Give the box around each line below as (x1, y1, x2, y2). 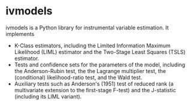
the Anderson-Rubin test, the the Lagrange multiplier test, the (14, 67, 166, 74)
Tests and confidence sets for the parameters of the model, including (14, 61, 186, 68)
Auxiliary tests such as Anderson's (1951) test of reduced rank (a (14, 80, 174, 87)
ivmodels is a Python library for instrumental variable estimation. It (5, 24, 169, 31)
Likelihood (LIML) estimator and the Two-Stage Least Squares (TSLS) (14, 48, 186, 55)
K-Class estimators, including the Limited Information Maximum (14, 42, 171, 49)
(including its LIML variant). (14, 93, 82, 100)
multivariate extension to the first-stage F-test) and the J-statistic (14, 86, 176, 93)
